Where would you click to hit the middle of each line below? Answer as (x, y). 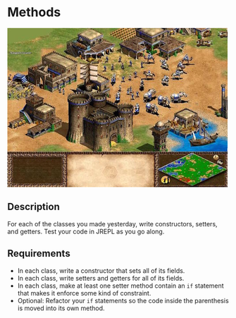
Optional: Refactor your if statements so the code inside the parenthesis (123, 300)
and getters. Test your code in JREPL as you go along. (86, 231)
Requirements (39, 253)
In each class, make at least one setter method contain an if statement (120, 286)
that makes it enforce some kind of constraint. (84, 293)
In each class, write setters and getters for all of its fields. (101, 278)
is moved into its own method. (61, 308)
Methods (34, 12)
